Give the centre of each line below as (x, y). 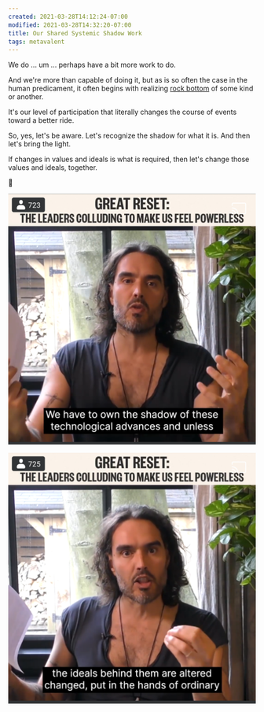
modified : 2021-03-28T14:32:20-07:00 (70, 25)
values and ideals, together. (53, 168)
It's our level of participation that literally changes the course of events (123, 112)
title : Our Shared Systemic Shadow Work (75, 33)
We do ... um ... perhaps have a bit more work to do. (92, 65)
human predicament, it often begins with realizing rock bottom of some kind (131, 89)
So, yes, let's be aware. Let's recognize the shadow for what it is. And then (129, 136)
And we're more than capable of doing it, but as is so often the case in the (128, 80)
